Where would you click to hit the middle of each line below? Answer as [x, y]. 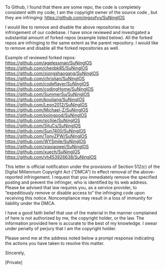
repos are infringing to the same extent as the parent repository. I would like [82, 43]
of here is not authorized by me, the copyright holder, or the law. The [75, 218]
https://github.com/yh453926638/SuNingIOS [51, 157]
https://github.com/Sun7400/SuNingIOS [45, 131]
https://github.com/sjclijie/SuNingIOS [42, 120]
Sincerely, [15, 253]
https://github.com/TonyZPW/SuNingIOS [46, 136]
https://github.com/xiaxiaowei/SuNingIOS [47, 147]
